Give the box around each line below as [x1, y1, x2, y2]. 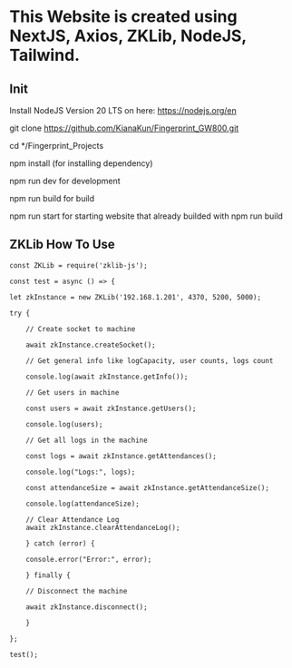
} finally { [25, 570, 71, 580]
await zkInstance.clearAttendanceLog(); [25, 523, 180, 532]
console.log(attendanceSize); [25, 499, 141, 508]
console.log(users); [25, 419, 103, 428]
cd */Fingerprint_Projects [9, 141, 104, 151]
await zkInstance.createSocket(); [25, 340, 156, 349]
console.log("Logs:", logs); [25, 467, 136, 476]
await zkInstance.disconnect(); [25, 602, 148, 612]
